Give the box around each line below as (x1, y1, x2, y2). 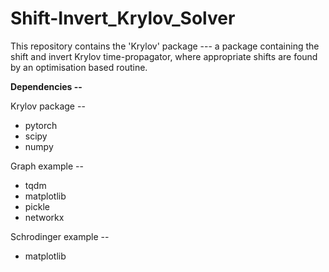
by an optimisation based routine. (10, 61, 148, 73)
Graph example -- (10, 160, 84, 172)
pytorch (24, 119, 58, 131)
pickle (24, 200, 50, 212)
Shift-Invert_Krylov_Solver (10, 7, 236, 30)
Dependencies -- (10, 80, 83, 92)
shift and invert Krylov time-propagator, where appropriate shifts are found (10, 50, 318, 62)
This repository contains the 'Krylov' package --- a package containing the (10, 40, 320, 52)
